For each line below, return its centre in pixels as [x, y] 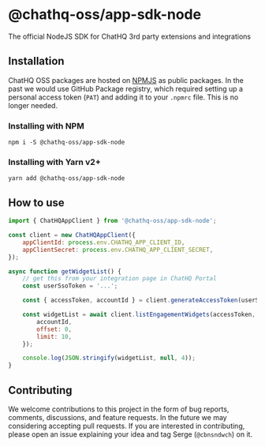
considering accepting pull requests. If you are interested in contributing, [127, 426]
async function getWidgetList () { [65, 271]
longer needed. [33, 105]
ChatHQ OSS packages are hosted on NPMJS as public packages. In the [126, 80]
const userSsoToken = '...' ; [70, 286]
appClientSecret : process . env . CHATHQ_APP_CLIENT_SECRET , [118, 250]
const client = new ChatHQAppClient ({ [72, 235]
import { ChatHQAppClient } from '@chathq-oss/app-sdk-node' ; [112, 221]
